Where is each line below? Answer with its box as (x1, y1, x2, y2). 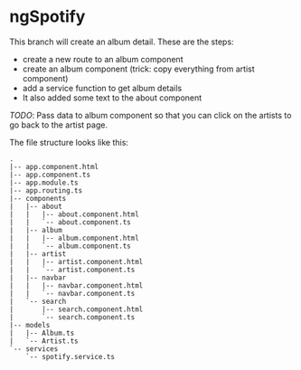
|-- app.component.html (9, 162, 99, 171)
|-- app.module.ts (9, 178, 79, 187)
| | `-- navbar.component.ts (9, 289, 136, 298)
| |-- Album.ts (9, 328, 75, 337)
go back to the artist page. (9, 119, 108, 130)
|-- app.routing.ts (9, 185, 83, 195)
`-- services (9, 344, 59, 354)
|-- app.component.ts (9, 170, 91, 179)
